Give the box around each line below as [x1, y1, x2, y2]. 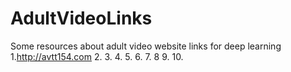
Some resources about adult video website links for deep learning [10, 40, 282, 52]
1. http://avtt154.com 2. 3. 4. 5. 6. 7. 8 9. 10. [10, 50, 184, 62]
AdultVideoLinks [10, 7, 153, 30]
